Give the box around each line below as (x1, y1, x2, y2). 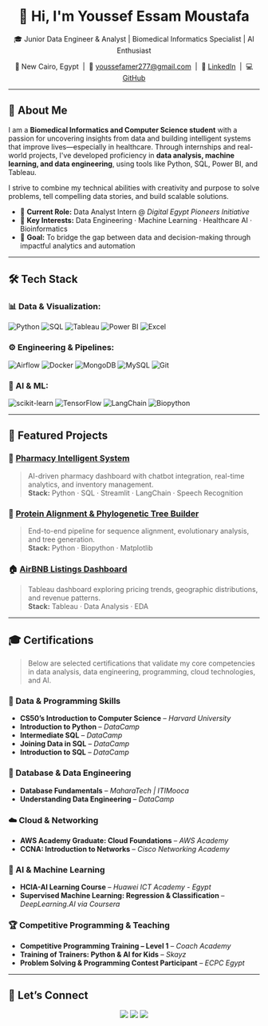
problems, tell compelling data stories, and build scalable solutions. (8, 191, 229, 201)
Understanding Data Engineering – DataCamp (19, 794, 175, 804)
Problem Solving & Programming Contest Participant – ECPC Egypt (19, 958, 245, 968)
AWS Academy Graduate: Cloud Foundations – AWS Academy (19, 836, 229, 845)
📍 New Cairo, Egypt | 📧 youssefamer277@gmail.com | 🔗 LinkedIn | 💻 (14, 62, 254, 71)
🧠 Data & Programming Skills (8, 695, 121, 706)
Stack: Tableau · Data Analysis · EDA (27, 602, 149, 611)
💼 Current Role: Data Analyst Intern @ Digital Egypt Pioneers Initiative (19, 207, 250, 217)
